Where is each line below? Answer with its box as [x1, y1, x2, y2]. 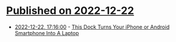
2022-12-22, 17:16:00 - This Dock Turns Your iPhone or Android [14, 23, 170, 30]
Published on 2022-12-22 [6, 4, 135, 17]
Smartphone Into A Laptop [14, 29, 79, 36]
